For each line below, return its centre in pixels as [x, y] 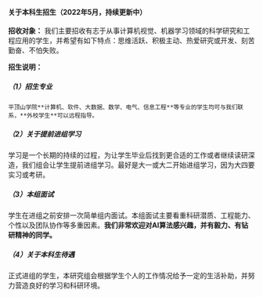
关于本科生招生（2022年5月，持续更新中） [77, 12]
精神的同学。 [35, 235]
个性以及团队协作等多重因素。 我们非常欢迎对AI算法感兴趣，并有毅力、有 [125, 225]
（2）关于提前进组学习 [45, 134]
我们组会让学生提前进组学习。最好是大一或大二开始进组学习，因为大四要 [138, 165]
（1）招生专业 [31, 86]
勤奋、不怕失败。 [36, 50]
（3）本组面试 [31, 194]
